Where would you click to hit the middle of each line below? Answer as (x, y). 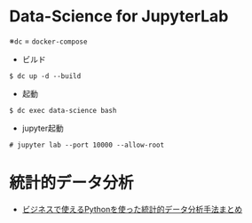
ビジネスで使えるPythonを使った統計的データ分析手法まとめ (132, 209)
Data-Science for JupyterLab (119, 16)
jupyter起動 (43, 128)
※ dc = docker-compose (48, 41)
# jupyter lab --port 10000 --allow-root (87, 145)
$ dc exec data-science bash (63, 110)
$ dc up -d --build (45, 76)
